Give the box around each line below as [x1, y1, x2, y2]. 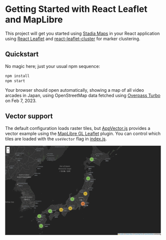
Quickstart [5, 50, 39, 59]
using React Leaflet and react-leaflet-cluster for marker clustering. [5, 36, 141, 42]
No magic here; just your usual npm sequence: [5, 63, 100, 69]
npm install [5, 73, 30, 78]
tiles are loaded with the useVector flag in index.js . [5, 135, 107, 142]
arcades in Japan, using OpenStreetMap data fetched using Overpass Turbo [5, 92, 161, 98]
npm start [5, 78, 26, 83]
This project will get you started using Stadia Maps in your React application [5, 30, 160, 36]
